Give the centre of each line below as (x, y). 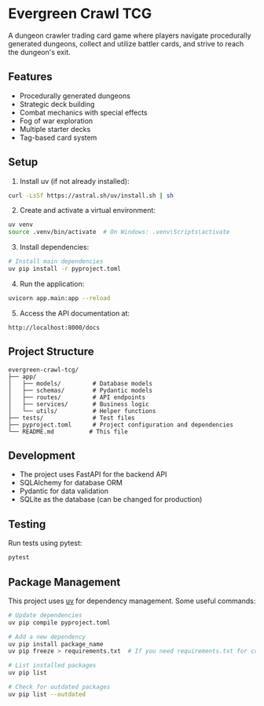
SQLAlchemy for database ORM (71, 483)
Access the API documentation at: (75, 313)
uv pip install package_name (56, 644)
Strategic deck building (57, 104)
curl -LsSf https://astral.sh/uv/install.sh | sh (91, 196)
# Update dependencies (45, 615)
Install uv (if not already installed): (74, 181)
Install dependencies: (54, 247)
